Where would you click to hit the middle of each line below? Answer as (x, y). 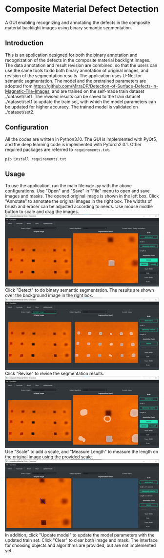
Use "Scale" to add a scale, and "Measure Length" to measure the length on (82, 452)
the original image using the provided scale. (49, 457)
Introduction (24, 43)
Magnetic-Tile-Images (27, 91)
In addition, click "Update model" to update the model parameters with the (80, 535)
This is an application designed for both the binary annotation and (71, 55)
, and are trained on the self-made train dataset (97, 91)
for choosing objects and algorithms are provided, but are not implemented (81, 545)
